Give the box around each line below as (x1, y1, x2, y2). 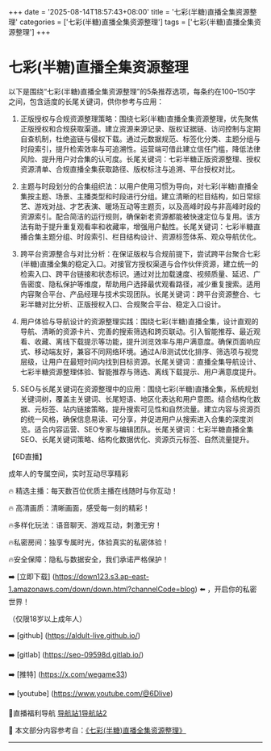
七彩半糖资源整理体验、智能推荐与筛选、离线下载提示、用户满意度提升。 (19, 366, 261, 377)
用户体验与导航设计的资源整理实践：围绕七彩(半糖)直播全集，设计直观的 (19, 316, 260, 326)
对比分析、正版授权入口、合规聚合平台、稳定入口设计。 (41, 299, 226, 309)
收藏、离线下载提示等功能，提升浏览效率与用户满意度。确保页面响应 (34, 336, 261, 346)
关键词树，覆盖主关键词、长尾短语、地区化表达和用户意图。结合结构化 (19, 394, 254, 403)
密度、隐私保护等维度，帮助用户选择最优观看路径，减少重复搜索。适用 (27, 279, 261, 289)
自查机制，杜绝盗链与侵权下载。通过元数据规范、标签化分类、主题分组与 (19, 134, 261, 144)
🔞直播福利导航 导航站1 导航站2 (8, 708, 107, 718)
